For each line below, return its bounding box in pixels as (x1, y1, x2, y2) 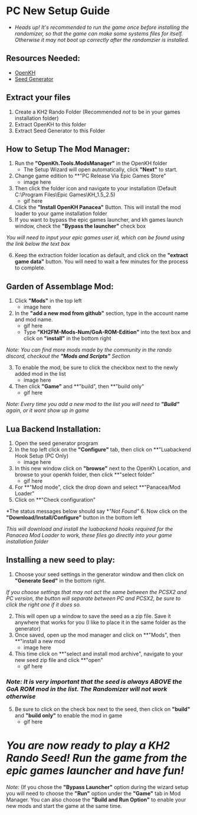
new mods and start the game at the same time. (6, 803, 122, 810)
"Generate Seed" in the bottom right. (14, 577, 106, 584)
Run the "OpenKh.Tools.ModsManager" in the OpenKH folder (14, 160, 168, 167)
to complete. (14, 264, 45, 271)
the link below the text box (6, 241, 70, 248)
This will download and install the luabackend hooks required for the (6, 525, 173, 532)
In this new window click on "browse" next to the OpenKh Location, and (14, 465, 191, 472)
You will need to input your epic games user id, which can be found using (6, 234, 185, 241)
